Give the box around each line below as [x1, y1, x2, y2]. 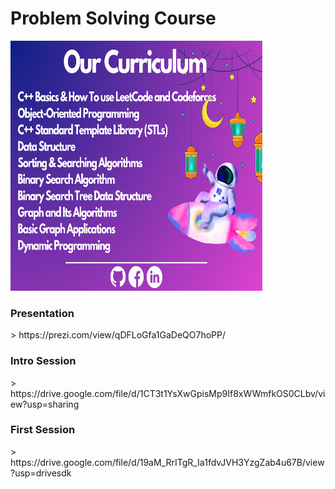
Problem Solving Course [10, 7, 217, 30]
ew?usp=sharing [10, 398, 80, 410]
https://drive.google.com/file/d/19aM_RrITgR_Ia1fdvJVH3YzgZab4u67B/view [10, 456, 325, 468]
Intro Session [10, 354, 77, 368]
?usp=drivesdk [10, 467, 72, 479]
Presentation [10, 306, 75, 320]
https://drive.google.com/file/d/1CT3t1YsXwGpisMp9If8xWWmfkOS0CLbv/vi [10, 387, 326, 399]
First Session [10, 423, 76, 437]
